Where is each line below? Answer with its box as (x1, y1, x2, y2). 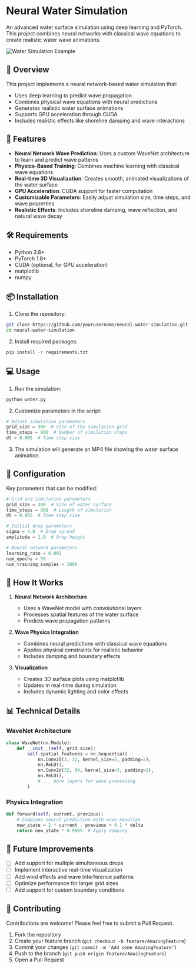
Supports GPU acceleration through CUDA (14, 110, 118, 117)
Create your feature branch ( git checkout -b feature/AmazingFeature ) (14, 937, 187, 944)
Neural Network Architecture (14, 593, 88, 600)
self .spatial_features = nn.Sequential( (27, 751, 128, 757)
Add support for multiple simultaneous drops (14, 860, 124, 867)
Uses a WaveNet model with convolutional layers (23, 605, 142, 612)
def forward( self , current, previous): (6, 811, 104, 817)
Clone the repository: (14, 310, 67, 317)
